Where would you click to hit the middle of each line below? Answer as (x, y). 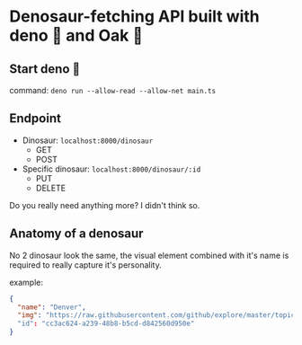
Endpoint (35, 119)
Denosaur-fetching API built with (135, 17)
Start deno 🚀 (45, 69)
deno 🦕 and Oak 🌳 (76, 35)
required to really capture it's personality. (85, 265)
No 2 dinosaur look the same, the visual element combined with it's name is (149, 255)
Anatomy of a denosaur (76, 234)
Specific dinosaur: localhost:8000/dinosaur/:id (111, 169)
